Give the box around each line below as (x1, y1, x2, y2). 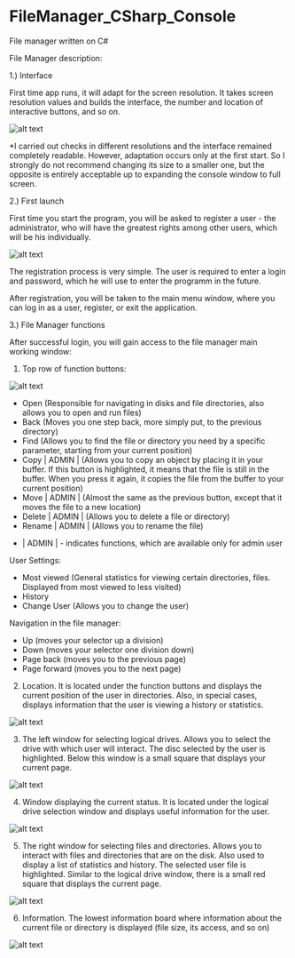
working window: (9, 346, 73, 356)
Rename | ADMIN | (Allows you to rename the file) (21, 520, 204, 531)
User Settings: (9, 555, 62, 565)
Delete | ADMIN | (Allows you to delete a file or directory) (21, 511, 230, 522)
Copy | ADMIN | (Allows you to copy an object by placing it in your (21, 454, 264, 465)
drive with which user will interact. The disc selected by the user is (21, 743, 266, 754)
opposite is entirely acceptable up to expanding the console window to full (9, 169, 281, 180)
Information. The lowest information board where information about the (21, 913, 282, 923)
